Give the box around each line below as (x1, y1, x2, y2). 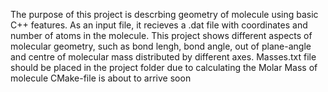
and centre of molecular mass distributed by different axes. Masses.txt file (10, 51, 317, 63)
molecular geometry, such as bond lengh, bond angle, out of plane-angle (10, 40, 312, 52)
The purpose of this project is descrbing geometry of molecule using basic (10, 9, 319, 20)
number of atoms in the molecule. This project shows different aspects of (10, 30, 313, 41)
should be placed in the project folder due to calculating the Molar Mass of (10, 62, 318, 73)
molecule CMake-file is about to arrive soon (10, 72, 192, 84)
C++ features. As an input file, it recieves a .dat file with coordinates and (10, 19, 308, 31)
